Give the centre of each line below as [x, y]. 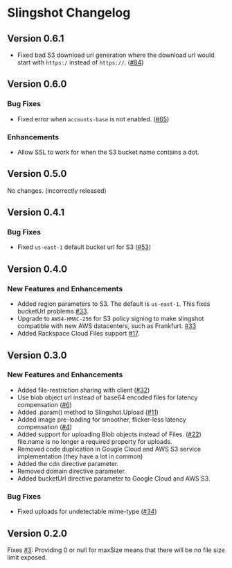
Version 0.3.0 [37, 355]
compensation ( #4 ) [45, 427]
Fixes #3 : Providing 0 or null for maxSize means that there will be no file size [116, 550]
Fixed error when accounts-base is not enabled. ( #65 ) [93, 119]
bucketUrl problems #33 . [53, 311]
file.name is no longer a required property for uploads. [95, 441]
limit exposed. [27, 557]
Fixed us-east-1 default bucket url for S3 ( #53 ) [84, 247]
